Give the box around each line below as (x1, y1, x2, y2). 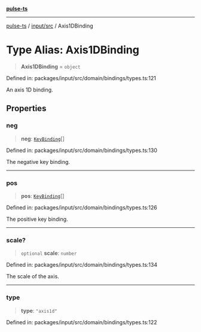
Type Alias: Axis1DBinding (6, 43, 139, 57)
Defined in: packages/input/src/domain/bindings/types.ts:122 (6, 318, 157, 325)
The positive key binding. (6, 215, 68, 223)
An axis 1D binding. (6, 86, 53, 93)
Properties (6, 103, 47, 114)
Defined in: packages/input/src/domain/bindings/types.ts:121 (6, 74, 157, 81)
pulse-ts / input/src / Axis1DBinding (6, 22, 94, 29)
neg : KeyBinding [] (20, 135, 65, 142)
